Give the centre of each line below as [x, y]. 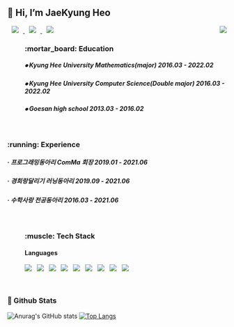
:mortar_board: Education [69, 48]
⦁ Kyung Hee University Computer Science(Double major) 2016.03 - [125, 83]
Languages [41, 252]
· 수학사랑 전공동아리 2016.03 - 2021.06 [63, 200]
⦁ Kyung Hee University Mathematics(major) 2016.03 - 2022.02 [119, 65]
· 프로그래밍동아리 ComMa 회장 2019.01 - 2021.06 [78, 162]
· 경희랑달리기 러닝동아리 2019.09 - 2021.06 [69, 181]
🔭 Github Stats [32, 301]
